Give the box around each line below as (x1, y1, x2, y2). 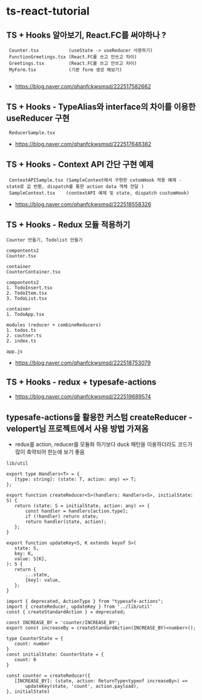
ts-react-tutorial (6, 4, 90, 18)
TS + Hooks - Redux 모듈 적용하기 (6, 220, 131, 230)
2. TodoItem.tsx (6, 290, 47, 297)
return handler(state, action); (25, 519, 107, 525)
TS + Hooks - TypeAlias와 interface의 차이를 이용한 (6, 102, 196, 112)
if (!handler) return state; (25, 514, 99, 520)
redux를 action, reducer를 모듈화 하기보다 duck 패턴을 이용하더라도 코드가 (15, 441, 193, 448)
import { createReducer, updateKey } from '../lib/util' (6, 604, 153, 610)
